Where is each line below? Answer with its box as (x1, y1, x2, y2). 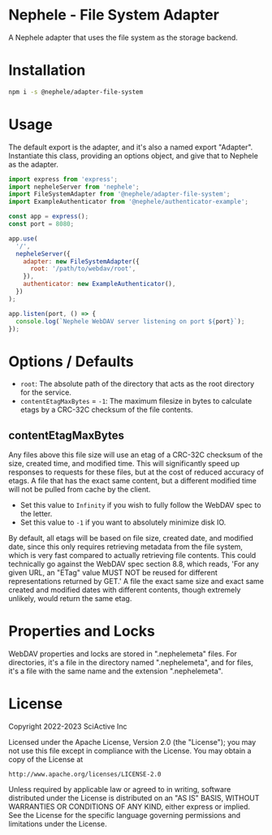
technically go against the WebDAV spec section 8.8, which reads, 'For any (8, 559, 260, 569)
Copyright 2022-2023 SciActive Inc (8, 721, 127, 732)
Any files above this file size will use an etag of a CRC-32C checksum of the (8, 450, 263, 460)
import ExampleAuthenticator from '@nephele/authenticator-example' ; (8, 197, 249, 206)
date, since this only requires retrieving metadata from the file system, (8, 542, 244, 552)
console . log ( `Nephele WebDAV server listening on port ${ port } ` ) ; (15, 317, 245, 326)
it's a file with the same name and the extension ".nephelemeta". (8, 666, 223, 676)
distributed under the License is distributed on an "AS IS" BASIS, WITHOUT (8, 794, 260, 803)
